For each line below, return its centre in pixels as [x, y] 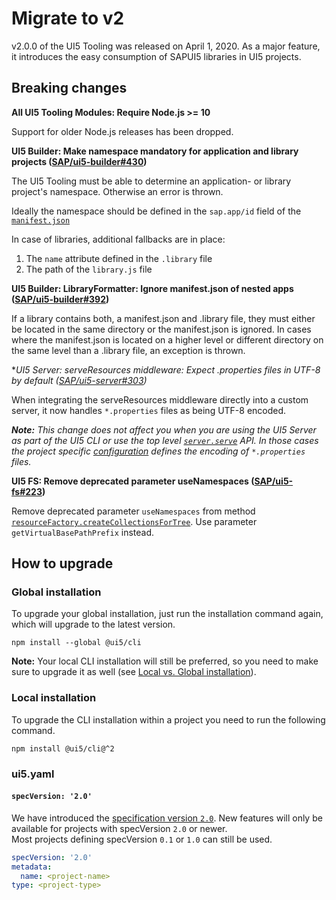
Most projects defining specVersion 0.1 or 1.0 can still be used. [142, 839]
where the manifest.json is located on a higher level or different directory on [167, 339]
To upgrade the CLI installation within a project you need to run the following [168, 719]
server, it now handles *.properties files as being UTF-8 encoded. [149, 410]
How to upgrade [62, 563]
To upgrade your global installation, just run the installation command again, [167, 614]
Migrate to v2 [68, 18]
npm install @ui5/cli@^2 [63, 748]
